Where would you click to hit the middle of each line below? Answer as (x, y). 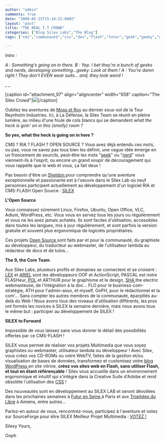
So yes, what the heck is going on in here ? (49, 135)
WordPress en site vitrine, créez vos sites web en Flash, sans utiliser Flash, (82, 366)
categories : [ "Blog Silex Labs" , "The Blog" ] (51, 32)
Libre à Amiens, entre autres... (36, 402)
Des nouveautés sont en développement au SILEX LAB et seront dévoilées (80, 391)
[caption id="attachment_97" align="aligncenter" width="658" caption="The (82, 94)
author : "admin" (22, 10)
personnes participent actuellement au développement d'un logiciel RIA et (80, 185)
